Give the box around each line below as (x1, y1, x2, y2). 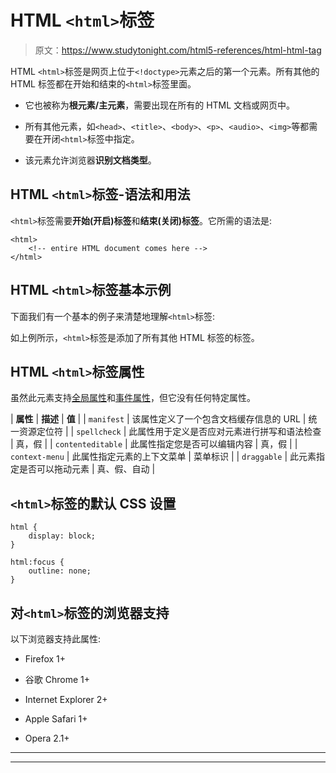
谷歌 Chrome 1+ (24, 674, 90, 685)
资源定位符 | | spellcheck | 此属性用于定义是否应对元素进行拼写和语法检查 (18, 426, 322, 438)
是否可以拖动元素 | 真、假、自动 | (18, 463, 156, 475)
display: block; (28, 531, 97, 541)
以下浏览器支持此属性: (10, 633, 102, 645)
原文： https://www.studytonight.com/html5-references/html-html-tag (34, 44, 322, 56)
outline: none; (28, 566, 92, 576)
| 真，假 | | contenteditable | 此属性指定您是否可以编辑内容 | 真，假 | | (10, 438, 298, 450)
